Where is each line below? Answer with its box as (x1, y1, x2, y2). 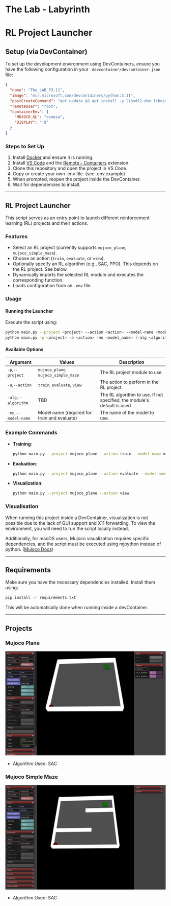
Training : (12, 440, 32, 447)
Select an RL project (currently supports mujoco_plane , (12, 244, 127, 251)
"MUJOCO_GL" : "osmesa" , (14, 114, 65, 120)
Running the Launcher (5, 308, 53, 314)
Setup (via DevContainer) (5, 47, 88, 56)
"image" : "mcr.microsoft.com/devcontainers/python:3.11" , (10, 93, 136, 98)
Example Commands (5, 429, 58, 436)
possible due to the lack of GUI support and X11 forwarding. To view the (5, 520, 156, 526)
